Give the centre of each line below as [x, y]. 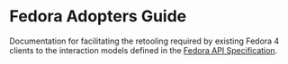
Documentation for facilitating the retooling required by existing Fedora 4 [144, 41]
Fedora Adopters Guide [98, 16]
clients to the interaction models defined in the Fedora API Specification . [144, 50]
